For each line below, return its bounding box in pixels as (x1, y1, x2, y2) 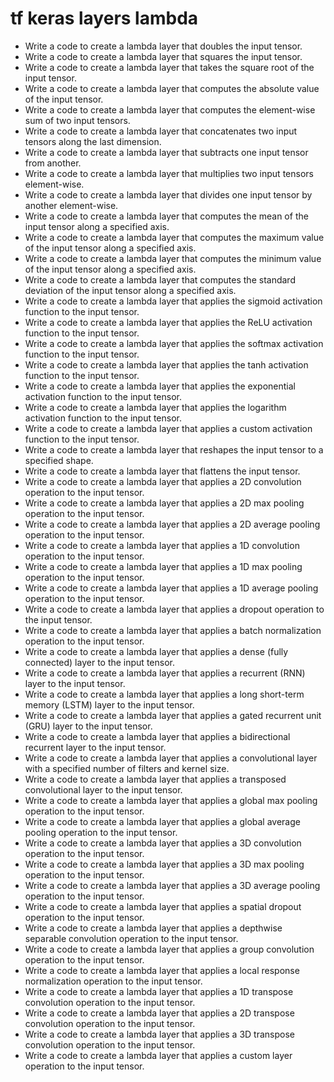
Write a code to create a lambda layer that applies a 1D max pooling (24, 560, 303, 572)
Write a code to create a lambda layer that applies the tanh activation (24, 358, 309, 371)
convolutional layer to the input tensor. (24, 783, 183, 796)
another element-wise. (24, 199, 119, 211)
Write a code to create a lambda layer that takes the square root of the (24, 61, 315, 73)
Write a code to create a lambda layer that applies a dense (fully (24, 645, 289, 657)
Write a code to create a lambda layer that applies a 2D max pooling (24, 497, 305, 509)
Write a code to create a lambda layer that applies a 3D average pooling (24, 879, 321, 891)
